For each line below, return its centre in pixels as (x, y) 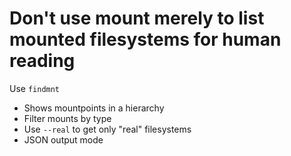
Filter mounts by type (67, 118)
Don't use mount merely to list (137, 18)
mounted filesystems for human (145, 39)
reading (42, 61)
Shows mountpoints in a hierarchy (94, 108)
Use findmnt (35, 88)
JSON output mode (63, 139)
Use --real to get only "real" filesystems (107, 129)
